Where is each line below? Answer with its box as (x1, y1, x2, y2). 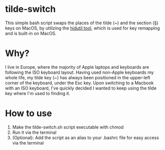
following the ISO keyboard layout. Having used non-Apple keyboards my (5, 69, 154, 75)
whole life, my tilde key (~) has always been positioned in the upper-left (5, 74, 151, 80)
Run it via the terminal (12, 129, 57, 135)
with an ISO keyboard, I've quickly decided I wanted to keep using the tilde (5, 85, 157, 91)
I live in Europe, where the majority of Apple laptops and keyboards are (5, 64, 149, 70)
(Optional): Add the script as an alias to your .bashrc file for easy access (12, 135, 159, 141)
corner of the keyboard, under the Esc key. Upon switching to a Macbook (5, 80, 154, 86)
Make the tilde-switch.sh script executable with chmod (12, 124, 124, 130)
